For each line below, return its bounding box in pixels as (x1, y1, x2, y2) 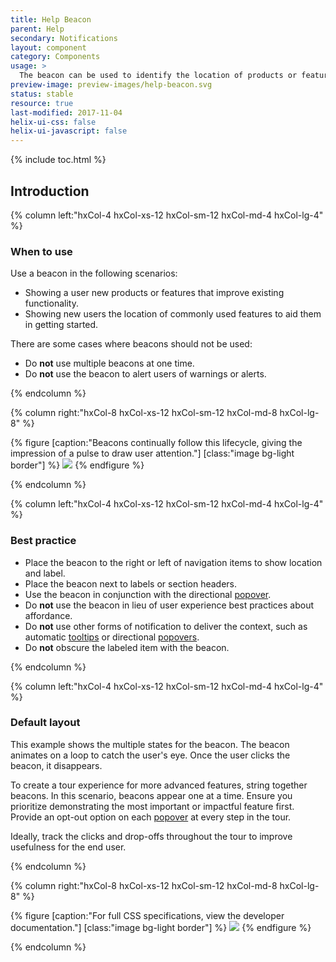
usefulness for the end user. (10, 841, 127, 853)
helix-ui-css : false (10, 117, 97, 127)
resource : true (10, 98, 74, 108)
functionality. (24, 297, 79, 310)
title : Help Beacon (10, 14, 92, 25)
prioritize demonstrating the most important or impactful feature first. (10, 800, 295, 812)
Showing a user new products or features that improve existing (24, 287, 285, 299)
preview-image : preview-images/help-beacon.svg (10, 80, 213, 90)
